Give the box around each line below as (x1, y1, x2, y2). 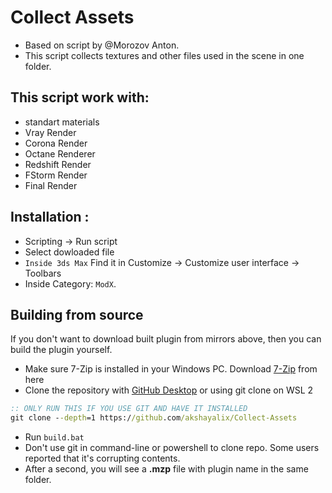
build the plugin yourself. (10, 344, 113, 356)
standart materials (24, 116, 100, 128)
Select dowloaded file (24, 246, 115, 258)
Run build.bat (24, 431, 85, 443)
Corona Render (24, 137, 88, 149)
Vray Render (24, 126, 77, 138)
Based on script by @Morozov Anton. (24, 39, 180, 51)
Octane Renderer (24, 147, 96, 160)
